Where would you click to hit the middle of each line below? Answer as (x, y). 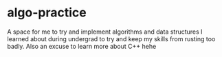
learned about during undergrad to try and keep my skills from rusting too (111, 38)
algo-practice (47, 13)
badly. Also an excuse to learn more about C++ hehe (82, 46)
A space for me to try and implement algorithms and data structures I (105, 32)
